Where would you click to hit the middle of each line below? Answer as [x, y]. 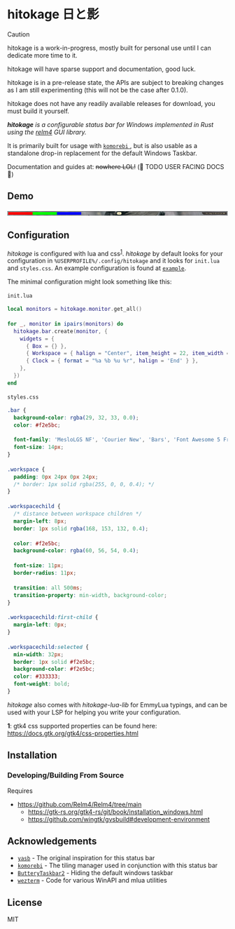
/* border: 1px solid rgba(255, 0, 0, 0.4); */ [84, 484]
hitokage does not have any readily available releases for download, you [111, 103]
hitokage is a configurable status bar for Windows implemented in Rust [111, 124]
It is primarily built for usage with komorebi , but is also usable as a [102, 145]
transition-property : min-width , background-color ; [91, 595]
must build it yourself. [38, 111]
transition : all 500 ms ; [48, 588]
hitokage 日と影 [53, 14]
